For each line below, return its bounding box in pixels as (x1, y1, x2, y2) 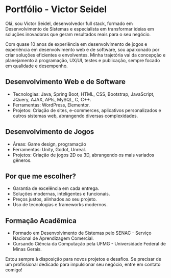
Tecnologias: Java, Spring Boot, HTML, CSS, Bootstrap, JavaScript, (12, 91, 155, 97)
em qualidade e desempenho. (5, 63, 68, 69)
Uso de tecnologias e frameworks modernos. (12, 202, 108, 208)
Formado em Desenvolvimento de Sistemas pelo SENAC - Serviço (12, 230, 152, 236)
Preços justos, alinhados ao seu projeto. (12, 196, 97, 202)
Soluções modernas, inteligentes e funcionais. (12, 191, 110, 197)
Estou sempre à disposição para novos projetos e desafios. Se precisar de (5, 256, 162, 262)
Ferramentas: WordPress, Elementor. (12, 102, 90, 108)
